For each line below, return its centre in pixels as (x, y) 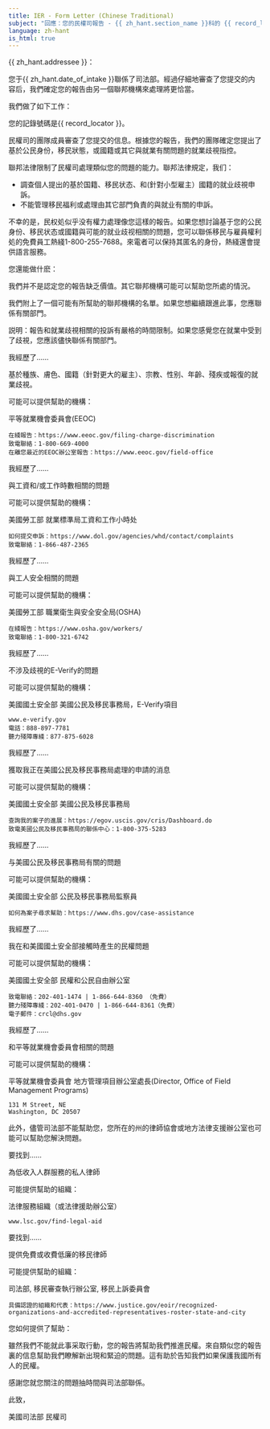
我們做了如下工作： (40, 106)
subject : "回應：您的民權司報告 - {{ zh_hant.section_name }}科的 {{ (120, 23)
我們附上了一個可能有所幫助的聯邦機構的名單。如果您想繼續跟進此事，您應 (131, 303)
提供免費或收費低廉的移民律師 (57, 1255)
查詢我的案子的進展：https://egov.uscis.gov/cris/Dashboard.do (110, 821)
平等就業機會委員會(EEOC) (52, 419)
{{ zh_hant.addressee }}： (51, 62)
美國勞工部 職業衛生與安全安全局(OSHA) (75, 612)
